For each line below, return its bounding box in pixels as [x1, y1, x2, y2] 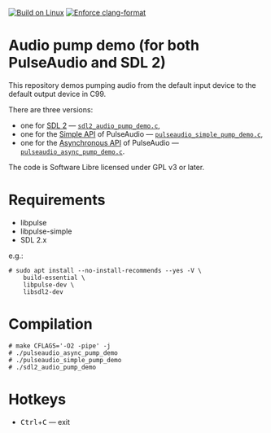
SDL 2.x [20, 234, 47, 244]
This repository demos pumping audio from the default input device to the [8, 80, 256, 90]
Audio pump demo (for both [8, 37, 199, 55]
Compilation [8, 315, 93, 334]
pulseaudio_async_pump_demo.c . [20, 147, 125, 156]
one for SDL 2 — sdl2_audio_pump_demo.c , [20, 120, 160, 130]
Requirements [8, 191, 106, 209]
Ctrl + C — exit [20, 417, 71, 426]
